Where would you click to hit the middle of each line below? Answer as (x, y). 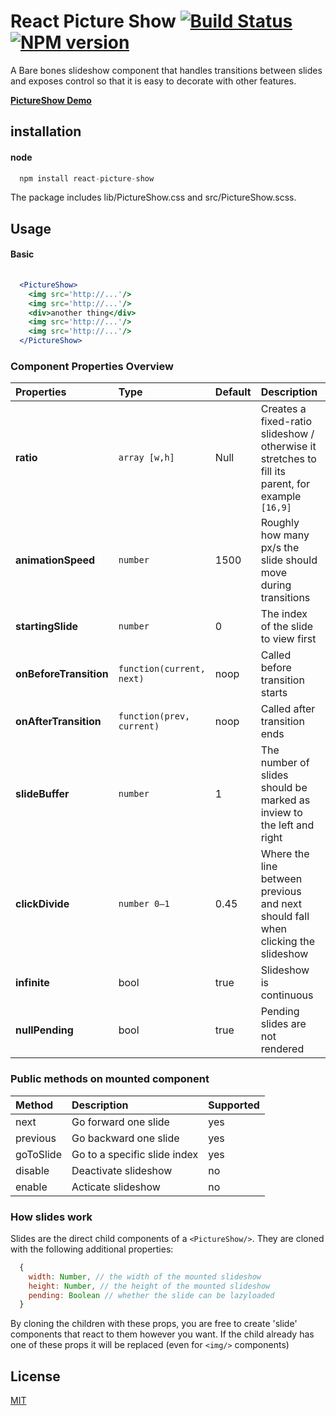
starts (274, 693)
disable (32, 1170)
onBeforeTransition (62, 674)
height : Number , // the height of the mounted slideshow (149, 1286)
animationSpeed (55, 560)
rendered (282, 1049)
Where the (285, 854)
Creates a (283, 409)
